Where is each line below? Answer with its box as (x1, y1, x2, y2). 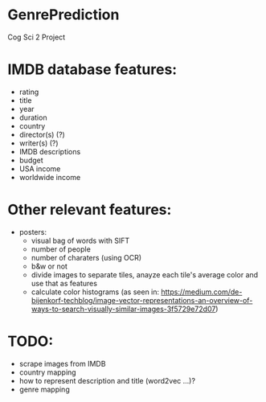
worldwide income (18, 172, 81, 182)
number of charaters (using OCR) (31, 252, 142, 262)
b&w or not (31, 261, 68, 271)
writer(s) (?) (18, 138, 59, 148)
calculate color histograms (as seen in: (31, 287, 160, 297)
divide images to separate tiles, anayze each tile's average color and (31, 269, 259, 279)
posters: (18, 227, 47, 236)
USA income (18, 163, 61, 174)
